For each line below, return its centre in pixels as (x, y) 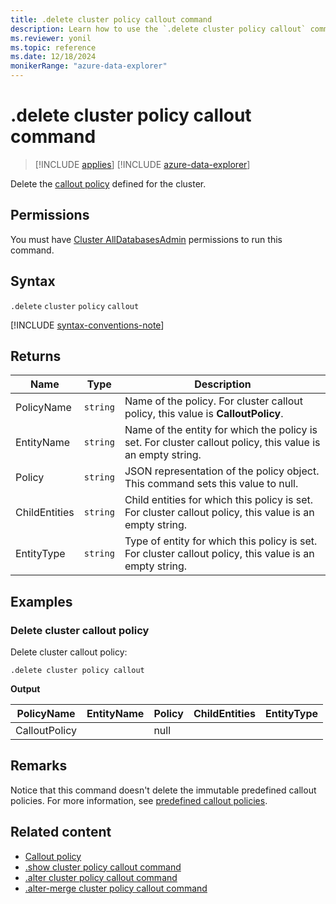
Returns (36, 356)
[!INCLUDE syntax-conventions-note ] (87, 325)
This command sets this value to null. (211, 484)
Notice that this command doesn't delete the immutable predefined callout (163, 790)
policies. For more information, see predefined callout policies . (139, 800)
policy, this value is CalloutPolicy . (204, 414)
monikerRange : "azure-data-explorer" (89, 66)
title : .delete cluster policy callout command (111, 19)
